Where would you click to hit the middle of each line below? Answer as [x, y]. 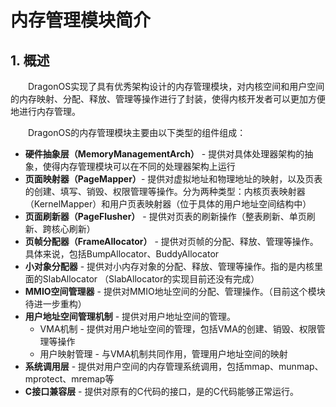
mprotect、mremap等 [69, 379]
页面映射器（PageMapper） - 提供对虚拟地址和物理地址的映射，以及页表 [173, 179]
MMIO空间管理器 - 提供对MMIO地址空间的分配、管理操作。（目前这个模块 [175, 291]
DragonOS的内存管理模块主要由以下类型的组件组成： [137, 132]
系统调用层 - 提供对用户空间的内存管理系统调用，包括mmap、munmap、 [174, 366]
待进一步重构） [55, 304]
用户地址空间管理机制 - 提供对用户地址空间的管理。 [130, 316]
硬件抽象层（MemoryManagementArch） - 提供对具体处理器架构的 [164, 154]
